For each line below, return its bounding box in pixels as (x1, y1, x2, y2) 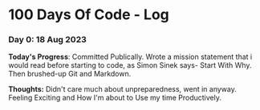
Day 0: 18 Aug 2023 (8, 34, 87, 45)
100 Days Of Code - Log (8, 6, 170, 24)
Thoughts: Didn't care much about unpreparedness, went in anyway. (8, 84, 237, 94)
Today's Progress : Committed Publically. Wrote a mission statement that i (8, 52, 253, 61)
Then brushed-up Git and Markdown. (8, 69, 132, 79)
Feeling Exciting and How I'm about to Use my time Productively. (8, 93, 222, 103)
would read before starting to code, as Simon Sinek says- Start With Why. (8, 61, 252, 70)
